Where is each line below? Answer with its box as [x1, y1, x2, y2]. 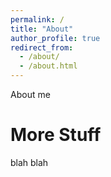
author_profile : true [10, 33, 101, 43]
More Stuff [10, 124, 102, 146]
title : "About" [10, 24, 74, 34]
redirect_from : [10, 42, 74, 53]
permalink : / [10, 14, 65, 25]
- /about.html [19, 61, 78, 71]
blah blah [10, 156, 49, 168]
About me [10, 89, 51, 100]
